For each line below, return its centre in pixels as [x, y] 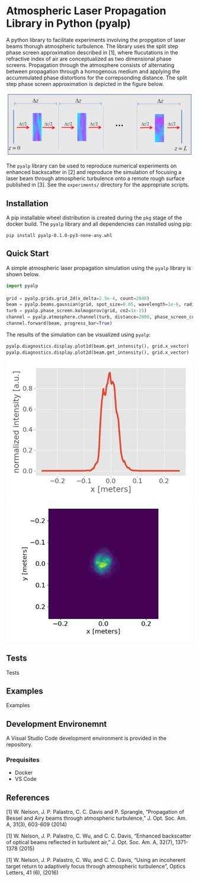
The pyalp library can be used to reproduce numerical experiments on [92, 166]
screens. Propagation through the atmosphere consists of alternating [90, 65]
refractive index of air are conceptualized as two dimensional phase [89, 59]
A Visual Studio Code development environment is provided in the [86, 738]
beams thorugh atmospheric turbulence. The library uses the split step [92, 46]
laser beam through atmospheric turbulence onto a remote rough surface [95, 178]
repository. [19, 745]
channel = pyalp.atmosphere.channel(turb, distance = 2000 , [79, 317]
